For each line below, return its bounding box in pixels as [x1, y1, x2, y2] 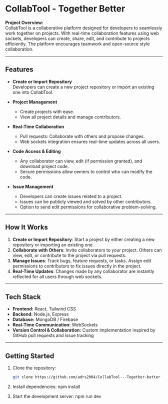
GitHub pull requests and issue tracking [12, 332, 94, 338]
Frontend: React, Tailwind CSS [12, 306, 76, 312]
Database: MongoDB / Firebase [12, 316, 78, 322]
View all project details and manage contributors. [19, 113, 121, 120]
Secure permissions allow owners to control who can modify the [19, 168, 152, 174]
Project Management [12, 98, 57, 105]
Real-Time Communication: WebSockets [12, 322, 98, 328]
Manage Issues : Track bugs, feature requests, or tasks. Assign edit [12, 257, 151, 263]
